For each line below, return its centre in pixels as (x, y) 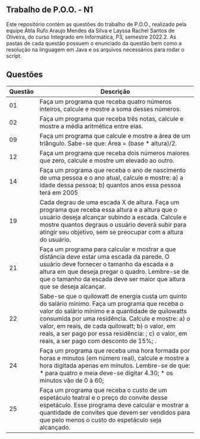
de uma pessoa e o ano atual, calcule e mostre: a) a (111, 177)
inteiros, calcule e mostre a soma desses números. (110, 109)
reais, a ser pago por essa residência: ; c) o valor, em (113, 333)
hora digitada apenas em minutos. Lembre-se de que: (115, 365)
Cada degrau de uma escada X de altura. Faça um (110, 202)
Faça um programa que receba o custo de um (104, 390)
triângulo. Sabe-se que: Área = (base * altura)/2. (108, 143)
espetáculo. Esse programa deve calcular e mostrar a (114, 405)
